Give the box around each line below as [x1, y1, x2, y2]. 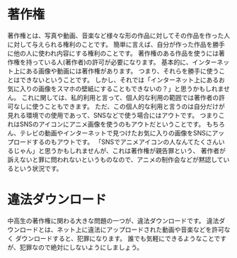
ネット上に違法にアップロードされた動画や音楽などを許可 [56, 225, 224, 234]
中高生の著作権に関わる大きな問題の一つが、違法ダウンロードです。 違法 [7, 216, 219, 225]
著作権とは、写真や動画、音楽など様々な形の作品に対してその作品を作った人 [7, 31, 231, 40]
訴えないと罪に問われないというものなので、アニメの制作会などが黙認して [7, 155, 224, 164]
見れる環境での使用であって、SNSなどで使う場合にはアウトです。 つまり [7, 111, 219, 119]
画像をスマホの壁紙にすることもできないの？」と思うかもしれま [37, 84, 224, 93]
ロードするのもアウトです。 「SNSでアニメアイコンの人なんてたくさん [13, 138, 219, 146]
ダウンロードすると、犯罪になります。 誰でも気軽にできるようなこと [15, 234, 214, 242]
